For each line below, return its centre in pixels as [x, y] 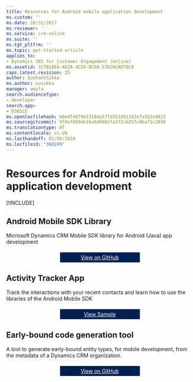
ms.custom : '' [24, 17]
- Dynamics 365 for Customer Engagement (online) [69, 61]
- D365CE [17, 111]
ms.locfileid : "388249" [36, 144]
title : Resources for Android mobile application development [85, 12]
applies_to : [21, 56]
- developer [21, 100]
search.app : [21, 105]
